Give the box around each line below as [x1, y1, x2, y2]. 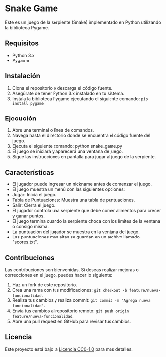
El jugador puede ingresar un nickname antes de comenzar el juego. [12, 181, 152, 187]
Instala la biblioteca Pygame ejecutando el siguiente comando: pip [12, 95, 148, 102]
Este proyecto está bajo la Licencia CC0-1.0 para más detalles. [5, 346, 133, 352]
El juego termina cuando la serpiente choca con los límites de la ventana [12, 218, 160, 224]
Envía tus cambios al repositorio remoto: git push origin [12, 308, 129, 314]
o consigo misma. [12, 224, 49, 230]
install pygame [12, 101, 44, 106]
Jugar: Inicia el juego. [12, 192, 56, 198]
